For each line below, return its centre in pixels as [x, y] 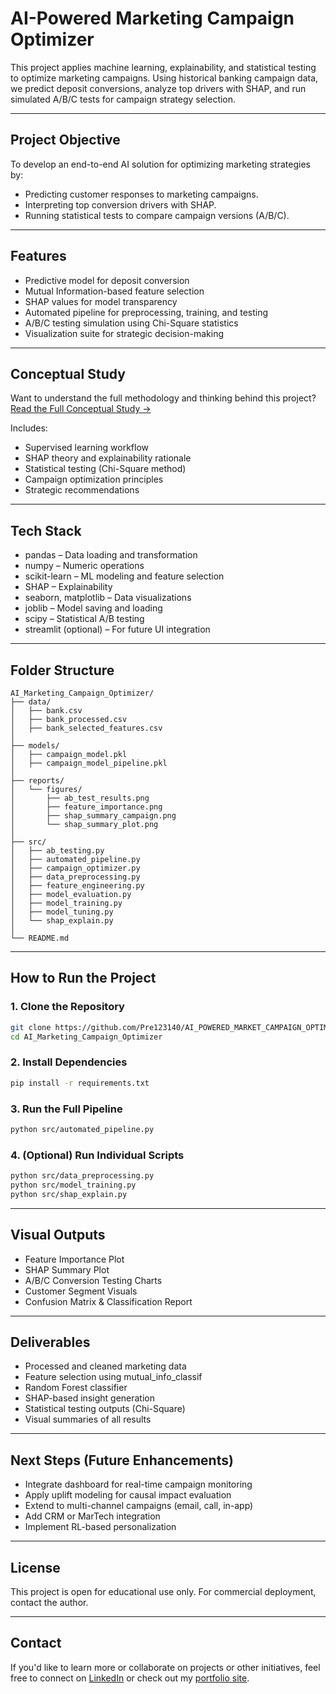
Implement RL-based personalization [100, 1527]
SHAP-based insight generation [89, 1398]
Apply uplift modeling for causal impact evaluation [128, 1495]
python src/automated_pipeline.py [82, 1129]
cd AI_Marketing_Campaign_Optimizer [86, 1037]
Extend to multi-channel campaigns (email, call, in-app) [139, 1506]
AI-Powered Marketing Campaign [152, 18]
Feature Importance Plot [74, 1259]
